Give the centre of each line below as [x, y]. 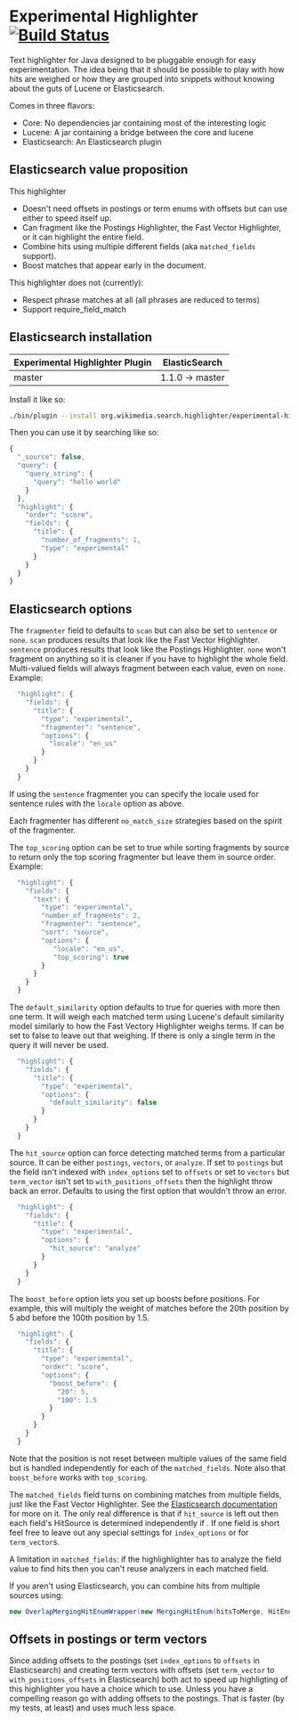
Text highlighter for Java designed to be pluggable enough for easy [133, 60]
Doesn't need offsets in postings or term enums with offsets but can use [154, 208]
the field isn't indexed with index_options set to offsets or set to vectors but [149, 1172]
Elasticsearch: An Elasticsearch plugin [92, 142]
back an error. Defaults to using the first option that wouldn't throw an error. [148, 1190]
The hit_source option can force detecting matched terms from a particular [147, 1153]
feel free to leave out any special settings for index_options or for [129, 1532]
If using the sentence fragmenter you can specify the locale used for [134, 793]
